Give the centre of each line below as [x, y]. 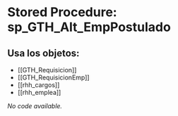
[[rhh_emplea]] [39, 92]
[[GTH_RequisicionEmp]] [53, 77]
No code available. [35, 106]
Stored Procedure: [63, 12]
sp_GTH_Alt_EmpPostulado [89, 27]
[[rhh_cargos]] [38, 85]
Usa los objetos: [43, 53]
